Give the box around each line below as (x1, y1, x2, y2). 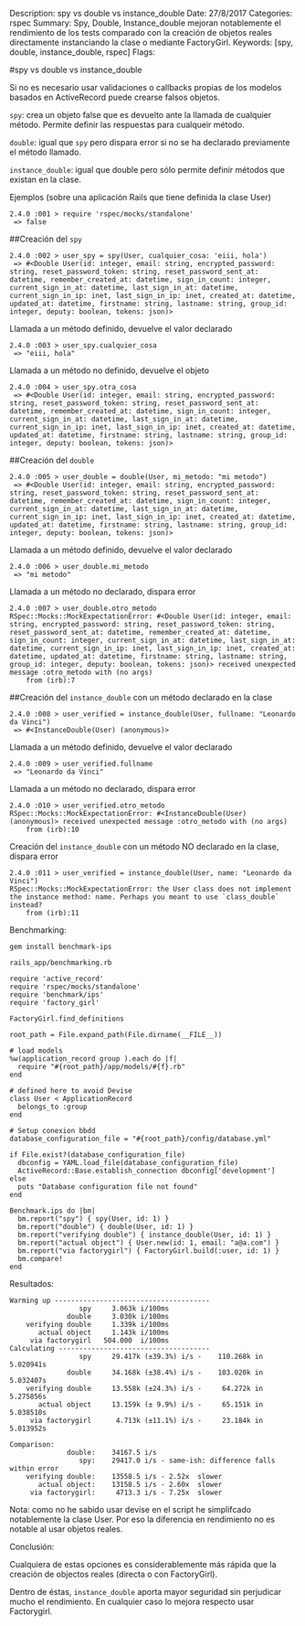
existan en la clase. (9, 174, 82, 185)
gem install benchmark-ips (9, 942, 112, 951)
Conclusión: (9, 1541, 55, 1552)
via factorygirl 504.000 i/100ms (29, 1336, 170, 1345)
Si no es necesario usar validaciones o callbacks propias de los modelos (9, 82, 282, 92)
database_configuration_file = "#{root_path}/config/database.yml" (9, 1134, 272, 1143)
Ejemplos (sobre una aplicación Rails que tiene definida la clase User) (9, 192, 272, 202)
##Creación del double (9, 455, 95, 465)
